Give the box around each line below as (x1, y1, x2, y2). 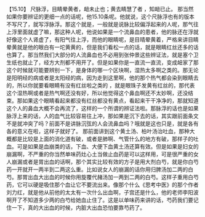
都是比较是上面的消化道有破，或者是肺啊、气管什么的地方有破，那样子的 (11, 135, 193, 142)
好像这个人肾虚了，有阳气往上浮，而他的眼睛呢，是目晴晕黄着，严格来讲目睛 (6, 36, 199, 43)
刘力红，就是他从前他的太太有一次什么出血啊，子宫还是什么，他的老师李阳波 (6, 189, 199, 196)
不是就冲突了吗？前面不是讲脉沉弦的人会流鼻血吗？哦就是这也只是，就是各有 (6, 120, 199, 127)
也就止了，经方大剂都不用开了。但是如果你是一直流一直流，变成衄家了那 (16, 59, 199, 66)
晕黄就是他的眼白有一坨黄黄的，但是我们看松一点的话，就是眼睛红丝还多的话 (6, 43, 199, 51)
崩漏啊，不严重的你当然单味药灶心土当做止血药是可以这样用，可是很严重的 (6, 150, 193, 158)
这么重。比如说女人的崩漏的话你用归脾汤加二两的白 (65, 166, 193, 173)
